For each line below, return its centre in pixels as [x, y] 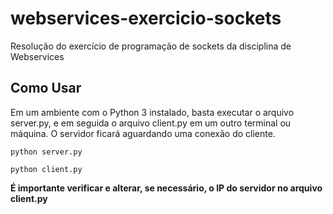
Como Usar [46, 88]
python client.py [46, 169]
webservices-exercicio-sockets [146, 18]
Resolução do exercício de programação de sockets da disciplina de [151, 46]
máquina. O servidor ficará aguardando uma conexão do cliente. [143, 133]
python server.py [46, 152]
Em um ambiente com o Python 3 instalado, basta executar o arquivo [152, 112]
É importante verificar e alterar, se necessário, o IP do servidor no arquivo [166, 188]
